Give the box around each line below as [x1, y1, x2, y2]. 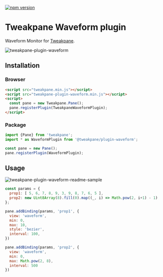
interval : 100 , [9, 232, 40, 236]
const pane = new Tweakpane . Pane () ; [9, 101, 84, 106]
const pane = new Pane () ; [5, 146, 57, 151]
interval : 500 [9, 263, 38, 268]
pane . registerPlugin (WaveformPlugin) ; [5, 150, 84, 155]
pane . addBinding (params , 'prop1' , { [5, 209, 79, 213]
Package [5, 121, 26, 128]
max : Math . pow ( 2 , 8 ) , [9, 258, 54, 263]
